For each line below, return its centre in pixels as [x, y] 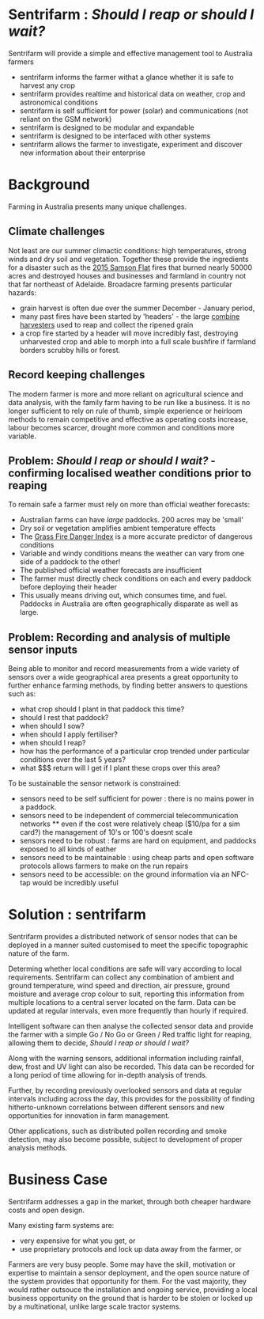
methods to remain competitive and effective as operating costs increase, [128, 419]
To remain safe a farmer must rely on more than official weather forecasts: [129, 505]
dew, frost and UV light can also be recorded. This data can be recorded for [132, 1067]
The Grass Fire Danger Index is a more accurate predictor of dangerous [136, 536]
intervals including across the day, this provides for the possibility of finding [132, 1099]
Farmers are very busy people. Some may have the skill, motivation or [122, 1264]
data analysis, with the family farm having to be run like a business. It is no [129, 402]
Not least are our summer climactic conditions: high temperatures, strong [127, 250]
